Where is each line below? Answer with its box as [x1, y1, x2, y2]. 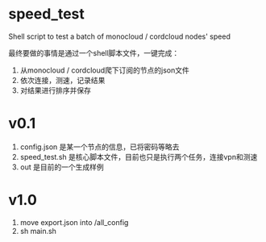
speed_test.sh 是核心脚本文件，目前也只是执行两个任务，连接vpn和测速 [19, 152, 258, 161]
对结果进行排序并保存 [19, 86, 91, 95]
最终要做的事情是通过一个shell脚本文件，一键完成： [8, 48, 180, 57]
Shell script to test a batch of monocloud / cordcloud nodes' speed [8, 31, 231, 41]
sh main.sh [19, 226, 56, 236]
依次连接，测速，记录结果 [19, 75, 106, 85]
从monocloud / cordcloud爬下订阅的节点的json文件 [19, 65, 189, 75]
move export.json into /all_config [19, 217, 129, 227]
